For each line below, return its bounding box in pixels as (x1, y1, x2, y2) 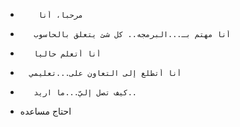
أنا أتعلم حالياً (33, 49, 102, 59)
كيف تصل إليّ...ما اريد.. (33, 88, 137, 98)
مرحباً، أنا (38, 10, 84, 20)
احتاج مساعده (19, 105, 72, 117)
